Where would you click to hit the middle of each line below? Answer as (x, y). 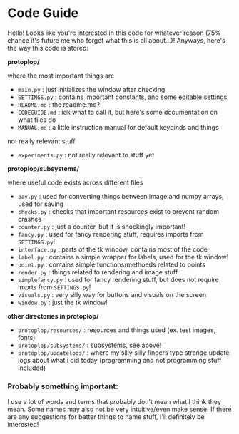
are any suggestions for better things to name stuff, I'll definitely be (106, 417)
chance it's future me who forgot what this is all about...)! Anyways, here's (117, 40)
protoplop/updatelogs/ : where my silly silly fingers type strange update (123, 352)
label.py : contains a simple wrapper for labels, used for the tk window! (123, 257)
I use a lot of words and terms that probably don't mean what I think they (114, 402)
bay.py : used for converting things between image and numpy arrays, (121, 196)
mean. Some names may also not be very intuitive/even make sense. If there (119, 409)
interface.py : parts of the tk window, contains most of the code (113, 249)
